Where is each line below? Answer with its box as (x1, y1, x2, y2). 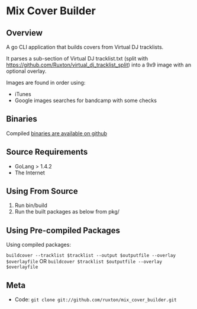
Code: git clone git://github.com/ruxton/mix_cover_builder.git (14, 296, 177, 303)
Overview (6, 28, 43, 38)
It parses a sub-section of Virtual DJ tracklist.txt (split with (6, 55, 148, 62)
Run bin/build (14, 202, 47, 209)
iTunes (14, 91, 31, 97)
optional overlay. (6, 68, 47, 75)
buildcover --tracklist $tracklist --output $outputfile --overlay (6, 253, 176, 259)
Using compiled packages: (6, 241, 71, 249)
